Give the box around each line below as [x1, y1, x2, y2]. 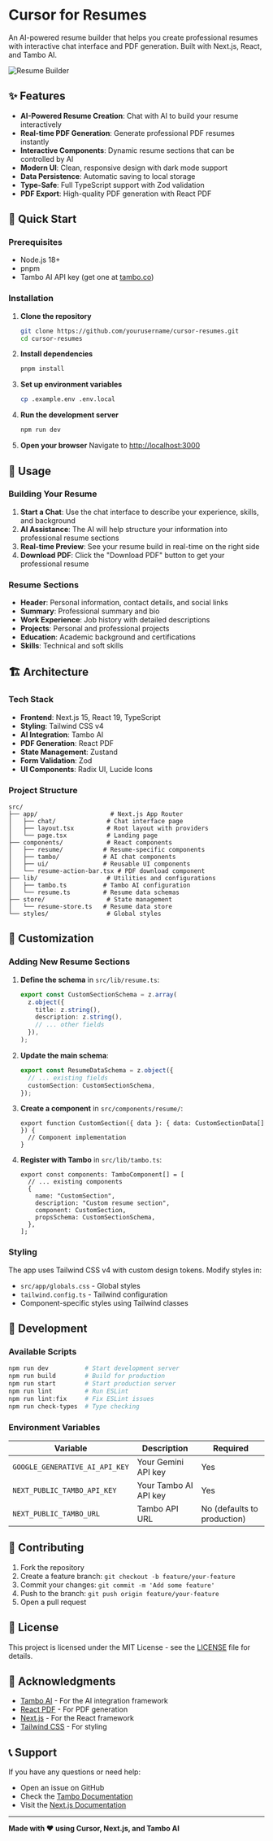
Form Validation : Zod [19, 755, 93, 766]
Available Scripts [8, 1346, 77, 1357]
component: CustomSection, [35, 1206, 127, 1215]
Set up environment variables [19, 380, 123, 390]
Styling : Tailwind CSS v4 [19, 721, 104, 731]
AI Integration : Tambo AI [19, 730, 104, 739]
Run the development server [19, 410, 119, 420]
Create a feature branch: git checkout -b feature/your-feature [19, 1571, 236, 1581]
